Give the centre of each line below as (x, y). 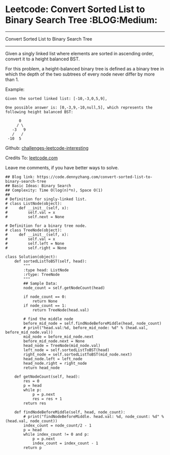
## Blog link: (20, 177)
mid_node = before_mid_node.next (59, 337)
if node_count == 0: (45, 297)
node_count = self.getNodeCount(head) (64, 288)
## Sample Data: (40, 283)
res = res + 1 (47, 399)
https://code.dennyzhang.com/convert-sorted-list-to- (95, 177)
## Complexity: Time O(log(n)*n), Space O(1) (54, 190)
